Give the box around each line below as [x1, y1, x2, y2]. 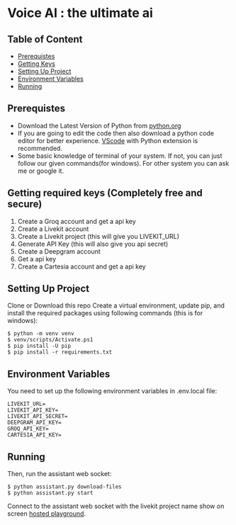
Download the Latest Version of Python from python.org [17, 121, 181, 130]
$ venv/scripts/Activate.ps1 [7, 337, 94, 344]
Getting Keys [17, 60, 55, 68]
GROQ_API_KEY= [7, 425, 50, 433]
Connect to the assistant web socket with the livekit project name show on [7, 502, 225, 511]
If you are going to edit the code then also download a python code [17, 129, 215, 137]
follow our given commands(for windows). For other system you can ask [17, 159, 230, 167]
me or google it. [17, 166, 64, 175]
